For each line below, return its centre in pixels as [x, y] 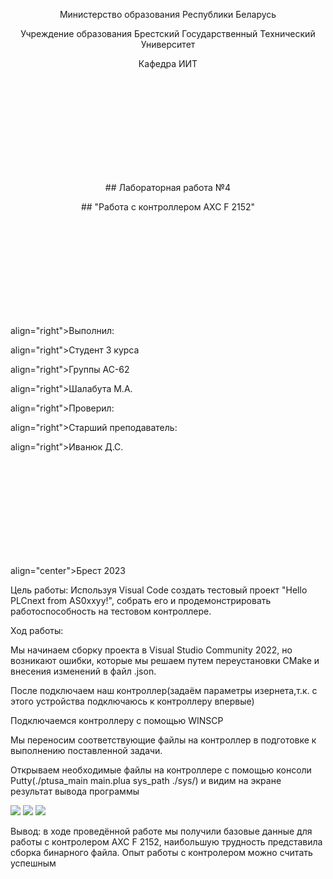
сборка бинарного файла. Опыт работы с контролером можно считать [161, 852]
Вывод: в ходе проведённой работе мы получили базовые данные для [161, 831]
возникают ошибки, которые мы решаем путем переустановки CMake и [165, 660]
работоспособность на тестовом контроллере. [111, 611]
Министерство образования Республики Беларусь [168, 14]
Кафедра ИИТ [168, 63]
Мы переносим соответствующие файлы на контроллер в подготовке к [163, 740]
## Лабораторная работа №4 [168, 187]
